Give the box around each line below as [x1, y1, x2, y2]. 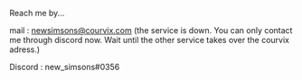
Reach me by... [9, 8, 65, 18]
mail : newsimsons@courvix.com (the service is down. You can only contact [9, 25, 293, 35]
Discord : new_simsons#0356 [9, 62, 120, 72]
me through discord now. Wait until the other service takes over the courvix [9, 35, 289, 45]
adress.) [9, 44, 41, 55]
